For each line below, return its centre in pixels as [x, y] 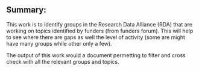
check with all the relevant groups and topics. [63, 61]
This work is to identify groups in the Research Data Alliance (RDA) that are [99, 24]
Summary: [26, 10]
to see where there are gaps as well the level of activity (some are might [96, 37]
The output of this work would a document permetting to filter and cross [96, 55]
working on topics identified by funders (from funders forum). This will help [100, 31]
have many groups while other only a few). [59, 43]
